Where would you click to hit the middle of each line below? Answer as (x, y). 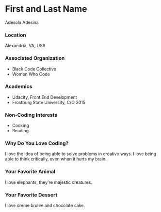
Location (16, 35)
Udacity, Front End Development (44, 97)
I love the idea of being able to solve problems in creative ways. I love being (81, 154)
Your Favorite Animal (30, 172)
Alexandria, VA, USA (25, 46)
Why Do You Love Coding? (37, 143)
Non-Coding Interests (31, 115)
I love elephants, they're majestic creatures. (49, 182)
